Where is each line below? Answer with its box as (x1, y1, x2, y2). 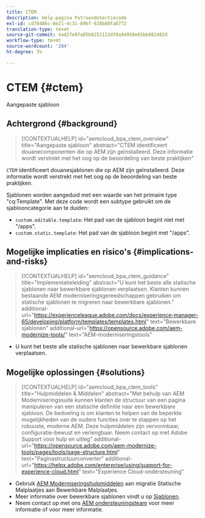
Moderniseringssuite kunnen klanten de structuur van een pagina (21, 396, 186, 404)
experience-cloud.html (21, 468, 79, 475)
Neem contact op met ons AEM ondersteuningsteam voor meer (15, 500, 175, 507)
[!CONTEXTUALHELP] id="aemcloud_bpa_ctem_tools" (21, 383, 159, 391)
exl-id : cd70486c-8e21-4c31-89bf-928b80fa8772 (6, 20, 127, 26)
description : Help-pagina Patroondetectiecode (6, 15, 127, 21)
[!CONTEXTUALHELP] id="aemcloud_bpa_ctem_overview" (21, 135, 169, 142)
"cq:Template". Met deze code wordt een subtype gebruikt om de (6, 197, 171, 205)
